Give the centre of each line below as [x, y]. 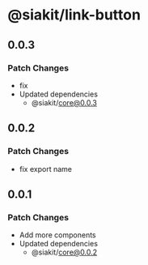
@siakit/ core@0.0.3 [64, 102]
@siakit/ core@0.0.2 [64, 252]
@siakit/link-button [74, 15]
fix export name [45, 169]
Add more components [57, 235]
